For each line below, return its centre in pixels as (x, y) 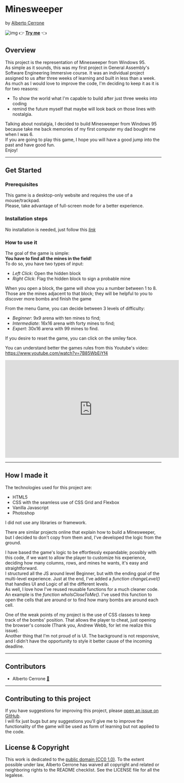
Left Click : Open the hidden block (46, 274)
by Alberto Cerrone (25, 23)
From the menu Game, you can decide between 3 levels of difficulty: (75, 308)
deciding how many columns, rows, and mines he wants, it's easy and (77, 563)
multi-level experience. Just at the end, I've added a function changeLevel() (83, 578)
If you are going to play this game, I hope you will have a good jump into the (82, 140)
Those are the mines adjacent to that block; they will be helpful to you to (79, 293)
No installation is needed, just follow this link (50, 229)
